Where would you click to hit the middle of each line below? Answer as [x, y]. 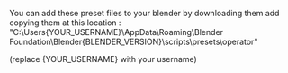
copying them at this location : [65, 23]
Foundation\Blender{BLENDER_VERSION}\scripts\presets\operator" [134, 41]
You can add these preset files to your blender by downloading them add [144, 13]
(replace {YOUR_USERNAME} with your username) [103, 59]
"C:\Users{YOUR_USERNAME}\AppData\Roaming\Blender [116, 32]
